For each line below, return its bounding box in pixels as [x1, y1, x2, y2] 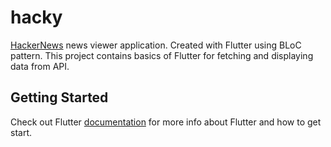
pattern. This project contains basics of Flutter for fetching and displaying [10, 49, 314, 61]
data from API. [10, 60, 70, 72]
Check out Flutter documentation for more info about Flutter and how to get [10, 116, 322, 128]
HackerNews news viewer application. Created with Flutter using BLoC [10, 39, 302, 51]
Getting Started [10, 89, 109, 106]
